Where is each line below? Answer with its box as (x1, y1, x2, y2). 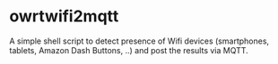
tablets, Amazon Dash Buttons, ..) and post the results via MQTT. (9, 44, 248, 55)
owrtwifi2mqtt (9, 6, 119, 27)
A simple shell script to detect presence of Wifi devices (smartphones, (9, 36, 270, 46)
